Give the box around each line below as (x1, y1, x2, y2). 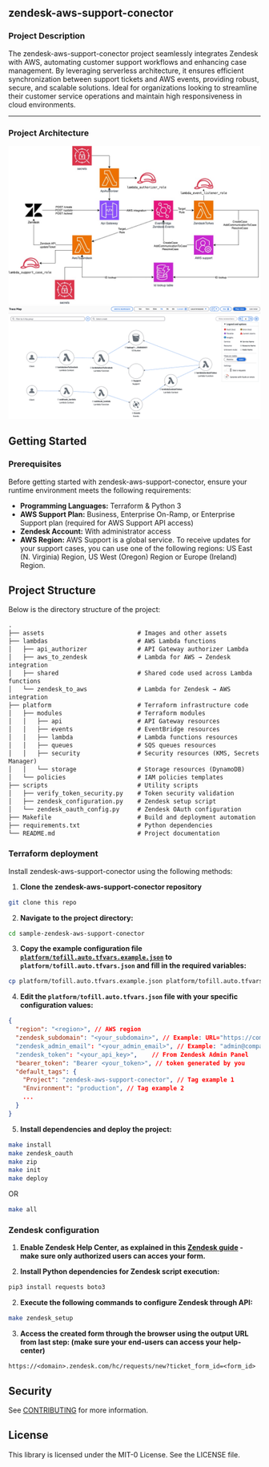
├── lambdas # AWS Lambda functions (8, 637, 217, 646)
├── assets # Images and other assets (8, 629, 227, 638)
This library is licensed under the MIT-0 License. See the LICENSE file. (8, 1449, 240, 1459)
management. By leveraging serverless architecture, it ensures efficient (8, 66, 244, 75)
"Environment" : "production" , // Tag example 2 (22, 1085, 184, 1093)
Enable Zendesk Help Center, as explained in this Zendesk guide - (19, 1243, 244, 1252)
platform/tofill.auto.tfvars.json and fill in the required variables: (19, 961, 247, 970)
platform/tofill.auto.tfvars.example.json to (19, 953, 173, 962)
